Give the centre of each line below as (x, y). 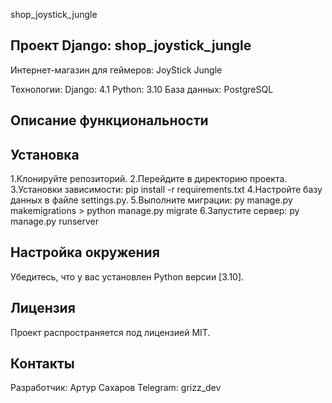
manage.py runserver (55, 221)
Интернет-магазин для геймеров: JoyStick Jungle (116, 70)
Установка (45, 154)
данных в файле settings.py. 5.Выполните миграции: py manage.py (151, 200)
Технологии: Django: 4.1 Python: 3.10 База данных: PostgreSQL (142, 89)
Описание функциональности (109, 120)
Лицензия (43, 308)
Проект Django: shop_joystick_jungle (131, 45)
